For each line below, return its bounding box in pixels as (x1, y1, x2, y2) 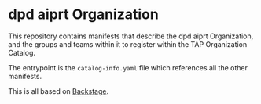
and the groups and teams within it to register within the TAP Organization (8, 39, 248, 48)
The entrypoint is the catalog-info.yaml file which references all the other (8, 63, 248, 72)
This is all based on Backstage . (8, 86, 108, 95)
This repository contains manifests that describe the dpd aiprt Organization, (8, 31, 254, 41)
